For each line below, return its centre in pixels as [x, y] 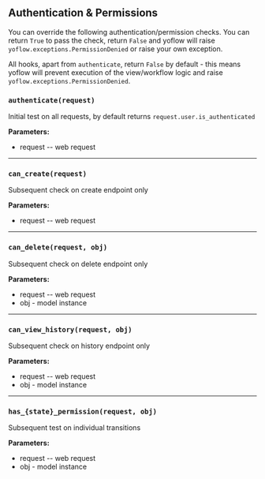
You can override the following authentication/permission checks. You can [129, 32]
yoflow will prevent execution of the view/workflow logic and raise [116, 72]
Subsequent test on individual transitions [75, 428]
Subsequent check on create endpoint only [78, 190]
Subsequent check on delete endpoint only [78, 264]
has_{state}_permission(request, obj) [83, 411]
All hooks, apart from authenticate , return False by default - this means [125, 64]
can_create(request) [48, 174]
